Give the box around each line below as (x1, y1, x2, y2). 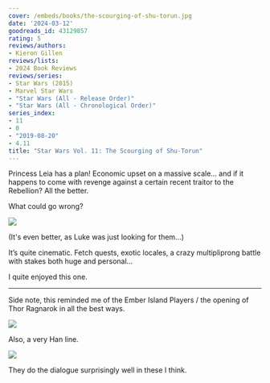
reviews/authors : (8, 42, 67, 50)
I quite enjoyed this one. (8, 272, 88, 282)
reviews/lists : (8, 57, 59, 65)
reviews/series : (8, 72, 63, 80)
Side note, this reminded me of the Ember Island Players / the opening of (8, 295, 249, 305)
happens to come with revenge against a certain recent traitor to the (8, 177, 235, 187)
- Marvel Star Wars (8, 86, 74, 95)
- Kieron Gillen (8, 49, 63, 57)
